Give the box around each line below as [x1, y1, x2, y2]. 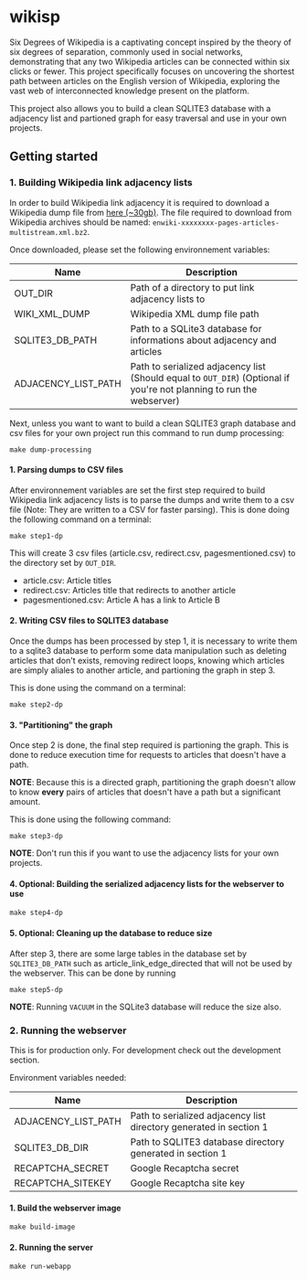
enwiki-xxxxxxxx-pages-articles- [152, 218, 281, 228]
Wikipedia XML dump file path [130, 307, 259, 320]
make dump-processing [9, 445, 92, 454]
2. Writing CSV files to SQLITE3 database [9, 615, 169, 626]
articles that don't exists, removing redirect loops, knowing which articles [9, 656, 285, 667]
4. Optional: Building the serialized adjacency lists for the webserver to [9, 878, 285, 889]
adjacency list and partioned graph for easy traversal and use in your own [9, 112, 288, 123]
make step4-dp [9, 908, 64, 918]
